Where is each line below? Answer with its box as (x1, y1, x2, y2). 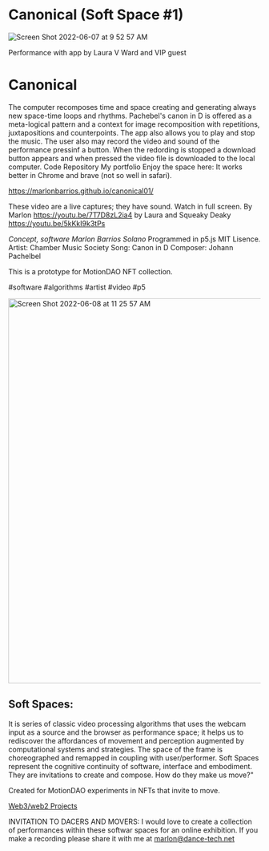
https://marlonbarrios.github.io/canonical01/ (8, 186, 154, 196)
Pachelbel (8, 251, 42, 261)
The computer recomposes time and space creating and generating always (8, 102, 256, 111)
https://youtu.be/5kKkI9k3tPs (8, 218, 106, 228)
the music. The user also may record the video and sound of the (8, 136, 220, 146)
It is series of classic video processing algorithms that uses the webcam (8, 719, 247, 728)
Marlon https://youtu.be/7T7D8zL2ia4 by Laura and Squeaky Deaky (8, 210, 231, 220)
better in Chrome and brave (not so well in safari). (8, 170, 172, 180)
